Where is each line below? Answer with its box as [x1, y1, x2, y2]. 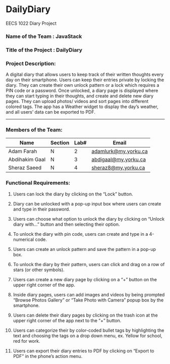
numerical [13, 236, 34, 242]
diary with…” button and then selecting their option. [13, 221, 120, 227]
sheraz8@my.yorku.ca [91, 164, 145, 171]
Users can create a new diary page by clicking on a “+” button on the [13, 276, 157, 282]
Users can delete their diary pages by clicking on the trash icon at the [13, 312, 158, 318]
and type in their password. [13, 206, 70, 212]
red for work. [13, 338, 40, 344]
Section [50, 139, 70, 146]
